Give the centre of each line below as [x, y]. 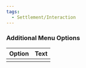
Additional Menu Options [43, 38]
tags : [13, 12]
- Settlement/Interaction [44, 17]
